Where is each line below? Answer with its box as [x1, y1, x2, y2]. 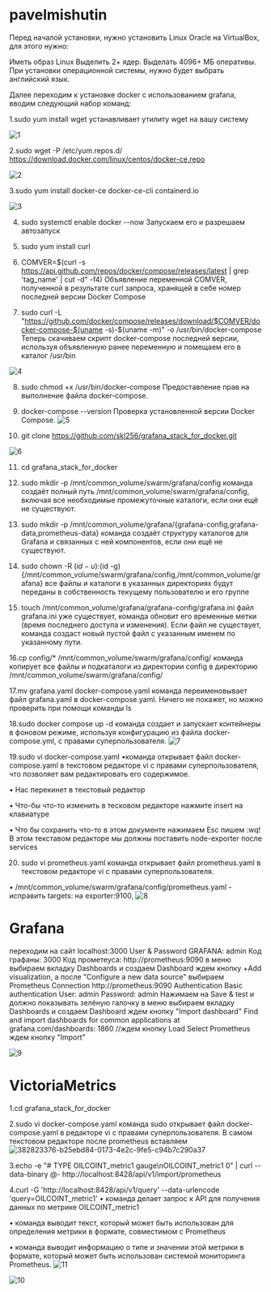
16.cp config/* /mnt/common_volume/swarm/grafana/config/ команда [9, 652, 243, 662]
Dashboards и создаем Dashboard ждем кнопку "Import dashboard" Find [9, 1006, 259, 1016]
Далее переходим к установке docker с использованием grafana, [9, 89, 237, 99]
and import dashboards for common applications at [9, 1014, 180, 1024]
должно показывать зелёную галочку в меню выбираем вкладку [9, 997, 235, 1007]
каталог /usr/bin [20, 351, 76, 360]
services [9, 842, 38, 851]
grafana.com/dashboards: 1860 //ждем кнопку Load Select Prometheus [9, 1023, 251, 1033]
